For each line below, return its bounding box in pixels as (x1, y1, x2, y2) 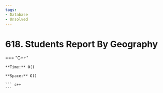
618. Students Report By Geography (5, 38, 158, 50)
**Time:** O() (5, 65, 35, 70)
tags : (5, 7, 17, 13)
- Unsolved (5, 17, 28, 22)
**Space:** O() (5, 73, 37, 78)
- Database (5, 12, 28, 17)
